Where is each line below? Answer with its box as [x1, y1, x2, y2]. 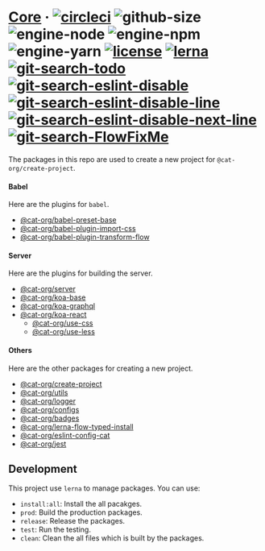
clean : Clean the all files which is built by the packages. [19, 533, 205, 543]
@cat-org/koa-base [19, 292, 86, 302]
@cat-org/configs [19, 404, 80, 414]
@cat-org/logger [19, 396, 77, 406]
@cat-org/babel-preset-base [19, 215, 117, 225]
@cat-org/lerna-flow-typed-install [19, 421, 135, 431]
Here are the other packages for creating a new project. [8, 363, 193, 373]
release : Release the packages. [19, 516, 126, 526]
